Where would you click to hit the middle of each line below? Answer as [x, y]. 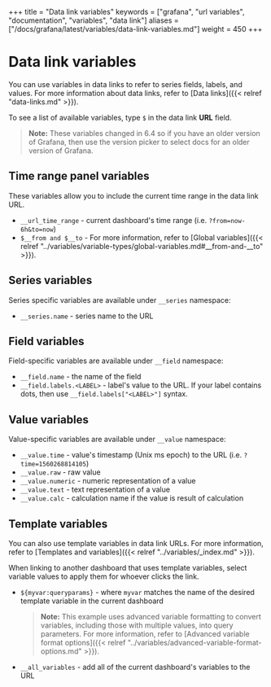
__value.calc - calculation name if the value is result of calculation [132, 498]
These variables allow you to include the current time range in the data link [133, 195]
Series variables [50, 280]
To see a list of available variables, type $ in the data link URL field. [120, 117]
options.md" [61, 651]
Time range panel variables [79, 176]
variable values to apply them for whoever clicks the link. [104, 576]
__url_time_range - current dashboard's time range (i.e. [114, 220]
